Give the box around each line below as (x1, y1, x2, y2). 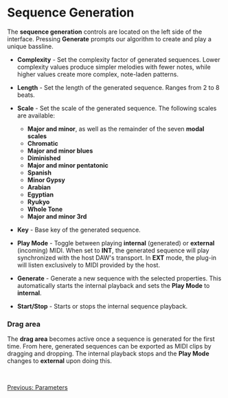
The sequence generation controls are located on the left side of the (7, 27, 203, 36)
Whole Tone (27, 205, 63, 213)
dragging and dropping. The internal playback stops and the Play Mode (7, 349, 209, 358)
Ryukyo (27, 197, 50, 206)
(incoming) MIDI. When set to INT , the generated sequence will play (16, 246, 209, 254)
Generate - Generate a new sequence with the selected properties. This (16, 274, 222, 283)
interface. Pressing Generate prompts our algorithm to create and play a (7, 34, 212, 43)
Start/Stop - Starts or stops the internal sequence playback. (16, 302, 188, 310)
